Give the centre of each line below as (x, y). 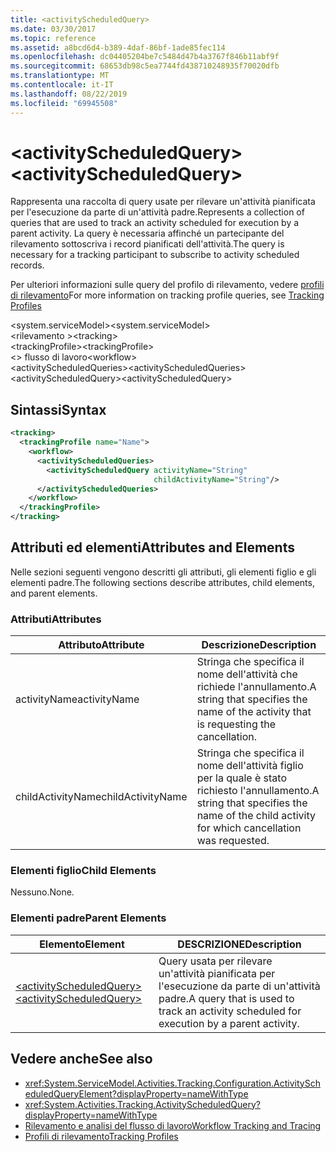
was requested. (233, 841)
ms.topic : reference (53, 38)
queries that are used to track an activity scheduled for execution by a (155, 223)
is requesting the (236, 724)
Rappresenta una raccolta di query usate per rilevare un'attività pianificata (163, 202)
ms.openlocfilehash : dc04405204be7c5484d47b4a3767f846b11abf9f (145, 57)
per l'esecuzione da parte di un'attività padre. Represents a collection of (157, 212)
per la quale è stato (242, 778)
